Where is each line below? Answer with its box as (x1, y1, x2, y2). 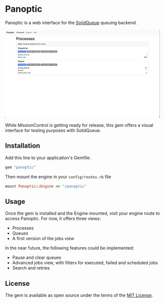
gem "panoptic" (5, 165, 36, 170)
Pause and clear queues (12, 254, 61, 261)
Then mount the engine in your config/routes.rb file (5, 173, 111, 180)
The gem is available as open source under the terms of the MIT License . (5, 292, 153, 298)
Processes (12, 225, 34, 231)
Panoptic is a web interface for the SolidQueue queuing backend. (5, 20, 137, 26)
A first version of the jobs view (12, 236, 75, 242)
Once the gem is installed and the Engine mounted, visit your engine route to (5, 210, 160, 217)
